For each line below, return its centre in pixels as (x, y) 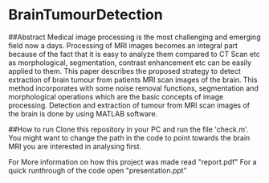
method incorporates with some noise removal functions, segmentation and (134, 88)
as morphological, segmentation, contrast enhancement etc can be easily (130, 63)
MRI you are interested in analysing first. (75, 146)
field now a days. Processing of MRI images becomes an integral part (123, 45)
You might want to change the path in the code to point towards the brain (129, 137)
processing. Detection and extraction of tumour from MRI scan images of (129, 105)
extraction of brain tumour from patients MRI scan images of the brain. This (133, 79)
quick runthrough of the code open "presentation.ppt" (98, 170)
